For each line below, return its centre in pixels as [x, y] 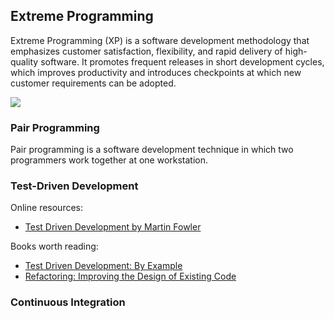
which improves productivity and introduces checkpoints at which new [156, 72]
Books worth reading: [54, 246]
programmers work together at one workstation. [109, 160]
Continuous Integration [68, 302]
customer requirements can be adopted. [93, 83]
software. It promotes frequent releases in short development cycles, [182, 61]
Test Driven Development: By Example [103, 266]
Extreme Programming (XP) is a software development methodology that [160, 40]
